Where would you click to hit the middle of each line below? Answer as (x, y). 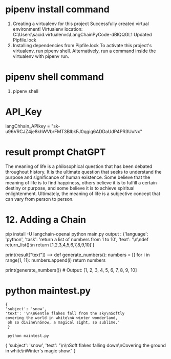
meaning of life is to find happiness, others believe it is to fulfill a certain (81, 182)
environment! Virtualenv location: (48, 29)
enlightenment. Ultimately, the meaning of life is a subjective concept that (83, 194)
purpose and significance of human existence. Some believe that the (78, 177)
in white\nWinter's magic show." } (40, 351)
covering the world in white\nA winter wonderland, (61, 318)
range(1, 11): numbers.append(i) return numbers (56, 260)
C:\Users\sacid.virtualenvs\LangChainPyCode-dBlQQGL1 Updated (82, 34)
